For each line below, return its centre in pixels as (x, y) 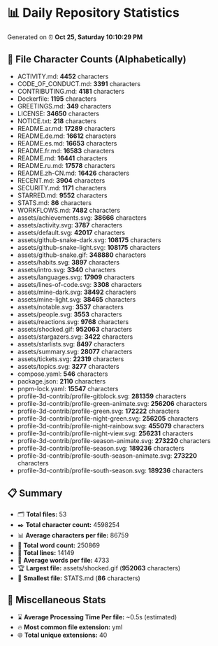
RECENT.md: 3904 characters (61, 180)
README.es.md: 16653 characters (67, 143)
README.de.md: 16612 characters (67, 136)
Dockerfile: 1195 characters (57, 99)
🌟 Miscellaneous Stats (57, 599)
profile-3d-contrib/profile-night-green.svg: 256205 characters (108, 418)
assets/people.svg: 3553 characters (70, 314)
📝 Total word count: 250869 (58, 545)
